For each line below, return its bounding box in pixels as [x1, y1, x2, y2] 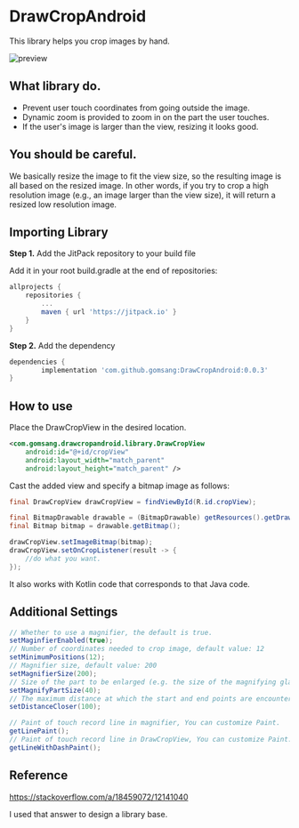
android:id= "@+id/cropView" [25, 447, 129, 456]
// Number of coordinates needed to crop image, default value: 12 [9, 645, 265, 654]
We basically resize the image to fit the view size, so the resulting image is [9, 171, 282, 181]
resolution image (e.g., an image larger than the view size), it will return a [9, 189, 276, 200]
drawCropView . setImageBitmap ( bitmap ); [9, 538, 153, 547]
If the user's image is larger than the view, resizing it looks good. [21, 121, 259, 132]
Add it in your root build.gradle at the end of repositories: [9, 265, 218, 277]
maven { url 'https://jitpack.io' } [41, 308, 177, 317]
